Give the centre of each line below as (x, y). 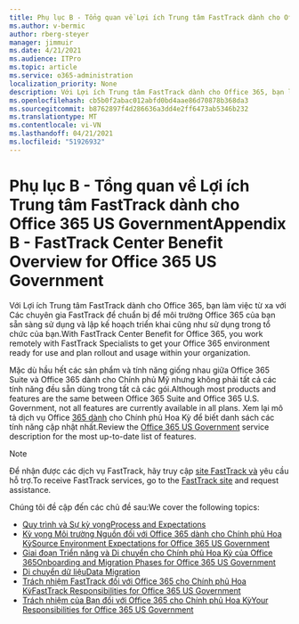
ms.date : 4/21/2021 (45, 51)
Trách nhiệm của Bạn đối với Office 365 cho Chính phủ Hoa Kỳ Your (145, 600)
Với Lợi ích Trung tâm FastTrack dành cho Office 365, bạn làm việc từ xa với (148, 305)
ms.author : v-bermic (48, 26)
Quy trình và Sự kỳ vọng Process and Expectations (114, 524)
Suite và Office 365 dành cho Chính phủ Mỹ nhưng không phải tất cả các (143, 379)
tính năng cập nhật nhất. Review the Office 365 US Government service (139, 427)
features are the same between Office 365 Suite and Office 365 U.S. (134, 398)
